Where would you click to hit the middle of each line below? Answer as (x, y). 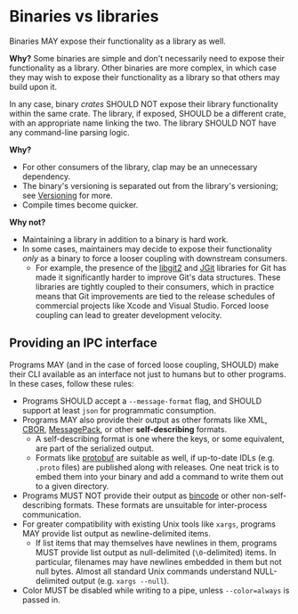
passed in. (41, 600)
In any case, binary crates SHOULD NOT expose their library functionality (144, 103)
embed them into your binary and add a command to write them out (159, 476)
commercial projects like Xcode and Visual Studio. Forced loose (152, 306)
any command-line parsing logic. (70, 132)
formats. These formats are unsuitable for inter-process (165, 504)
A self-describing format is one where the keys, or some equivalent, (160, 438)
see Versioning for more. (67, 195)
